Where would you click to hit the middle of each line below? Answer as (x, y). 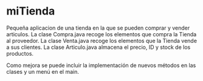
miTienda (31, 11)
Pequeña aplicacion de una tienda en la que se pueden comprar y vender (98, 28)
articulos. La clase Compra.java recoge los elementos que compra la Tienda (101, 34)
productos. (20, 53)
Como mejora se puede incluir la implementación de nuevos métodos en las (101, 65)
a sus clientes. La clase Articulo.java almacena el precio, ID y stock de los (98, 47)
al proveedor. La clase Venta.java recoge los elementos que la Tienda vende (102, 40)
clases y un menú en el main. (43, 71)
